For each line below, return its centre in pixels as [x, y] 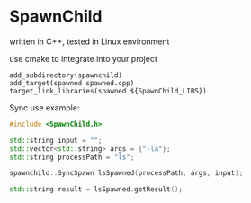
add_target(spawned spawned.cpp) [72, 83]
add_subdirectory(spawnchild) [66, 75]
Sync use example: [45, 107]
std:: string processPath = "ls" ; [72, 157]
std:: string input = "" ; [56, 140]
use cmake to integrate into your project [83, 58]
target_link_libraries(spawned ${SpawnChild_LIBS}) [108, 91]
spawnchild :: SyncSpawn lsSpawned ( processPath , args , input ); [126, 173]
